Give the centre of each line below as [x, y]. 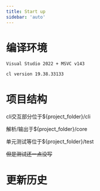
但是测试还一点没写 [29, 154]
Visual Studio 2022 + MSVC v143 [45, 64]
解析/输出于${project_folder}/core [47, 129]
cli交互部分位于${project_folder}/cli [48, 117]
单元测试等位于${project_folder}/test [50, 142]
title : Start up [26, 11]
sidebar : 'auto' [26, 17]
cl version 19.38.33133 [35, 74]
